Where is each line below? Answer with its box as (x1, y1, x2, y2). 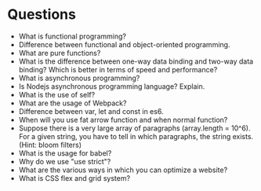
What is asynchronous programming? (18, 73, 140, 83)
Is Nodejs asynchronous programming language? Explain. (18, 81, 205, 91)
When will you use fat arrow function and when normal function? (18, 115, 228, 124)
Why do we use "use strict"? (18, 156, 111, 166)
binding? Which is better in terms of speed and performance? (18, 64, 218, 74)
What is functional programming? (18, 31, 127, 41)
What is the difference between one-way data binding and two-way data (18, 57, 254, 66)
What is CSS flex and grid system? (18, 173, 131, 182)
